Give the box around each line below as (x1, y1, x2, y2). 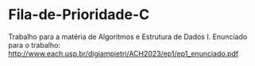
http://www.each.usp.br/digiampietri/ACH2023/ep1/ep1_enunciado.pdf (8, 49, 239, 58)
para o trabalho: (8, 40, 61, 49)
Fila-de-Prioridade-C (8, 6, 149, 24)
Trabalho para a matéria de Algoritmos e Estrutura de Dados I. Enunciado (8, 32, 248, 41)
